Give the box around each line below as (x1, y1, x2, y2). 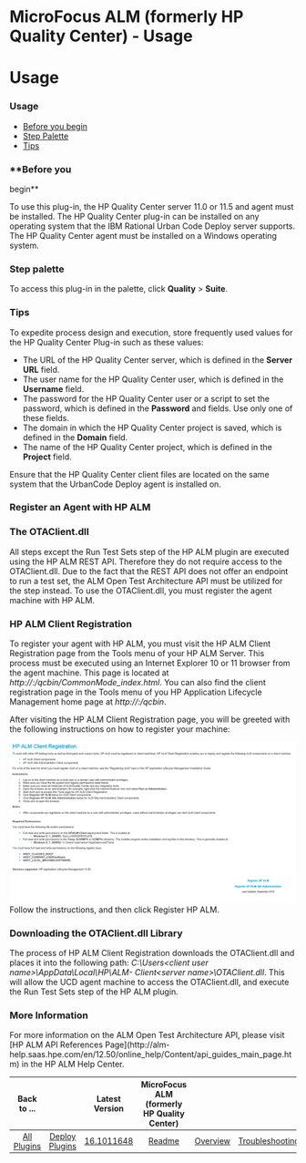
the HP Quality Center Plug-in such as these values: (9, 336, 204, 347)
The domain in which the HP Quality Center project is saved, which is (22, 422, 282, 433)
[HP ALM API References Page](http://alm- (9, 1039, 170, 1050)
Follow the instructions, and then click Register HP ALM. (9, 904, 220, 915)
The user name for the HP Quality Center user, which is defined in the (22, 374, 284, 385)
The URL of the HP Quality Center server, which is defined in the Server (22, 354, 293, 365)
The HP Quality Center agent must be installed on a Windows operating (9, 230, 278, 241)
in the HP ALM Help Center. (21, 1059, 125, 1070)
